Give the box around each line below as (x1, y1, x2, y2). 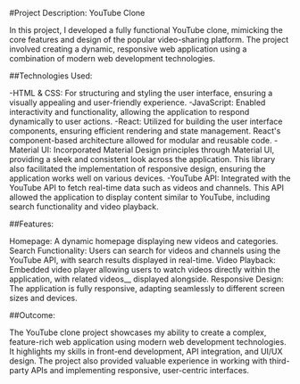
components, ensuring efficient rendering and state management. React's (9, 126, 281, 136)
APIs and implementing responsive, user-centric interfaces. (30, 365, 250, 375)
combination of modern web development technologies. (9, 53, 216, 63)
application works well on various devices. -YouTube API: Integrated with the (9, 173, 291, 184)
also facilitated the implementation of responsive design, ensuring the (9, 164, 266, 174)
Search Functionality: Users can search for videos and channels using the (9, 245, 281, 256)
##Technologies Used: (9, 70, 93, 81)
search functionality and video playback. (9, 201, 159, 212)
